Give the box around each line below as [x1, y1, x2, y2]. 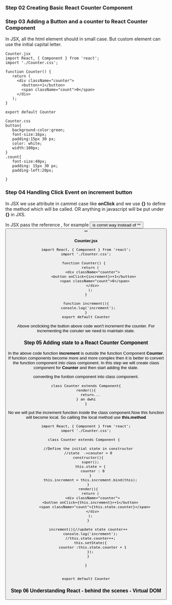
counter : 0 [80, 469, 105, 474]
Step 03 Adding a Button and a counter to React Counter [5, 17, 148, 25]
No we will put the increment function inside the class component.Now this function [8, 410, 164, 415]
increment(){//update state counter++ [49, 527, 128, 532]
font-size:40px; [12, 159, 47, 164]
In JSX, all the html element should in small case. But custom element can [5, 36, 161, 42]
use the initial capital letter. [5, 42, 62, 48]
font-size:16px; [12, 132, 47, 137]
